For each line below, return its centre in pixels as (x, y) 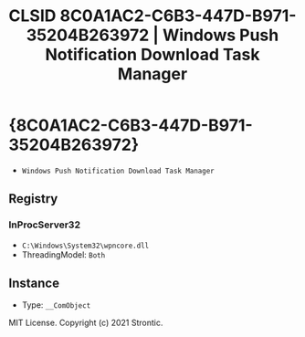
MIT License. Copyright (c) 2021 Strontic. (86, 323)
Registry (33, 199)
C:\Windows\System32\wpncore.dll (85, 246)
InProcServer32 (45, 225)
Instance (34, 284)
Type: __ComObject (56, 305)
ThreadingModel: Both (63, 254)
